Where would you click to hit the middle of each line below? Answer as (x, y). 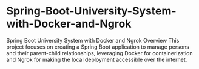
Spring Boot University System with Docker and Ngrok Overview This (93, 40)
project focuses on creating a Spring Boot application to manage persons (98, 47)
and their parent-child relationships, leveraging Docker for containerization (99, 53)
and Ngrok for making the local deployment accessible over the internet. (97, 59)
